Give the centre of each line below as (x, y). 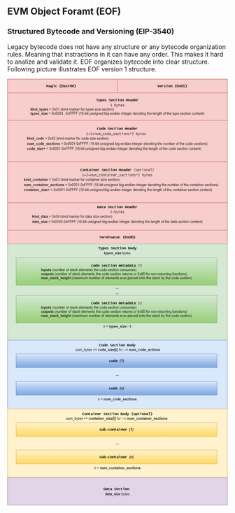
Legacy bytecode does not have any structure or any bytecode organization (116, 47)
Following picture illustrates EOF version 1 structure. (82, 69)
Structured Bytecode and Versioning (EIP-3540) (91, 31)
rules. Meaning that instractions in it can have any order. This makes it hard (115, 54)
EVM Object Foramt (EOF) (64, 12)
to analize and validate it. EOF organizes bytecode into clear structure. (108, 62)
